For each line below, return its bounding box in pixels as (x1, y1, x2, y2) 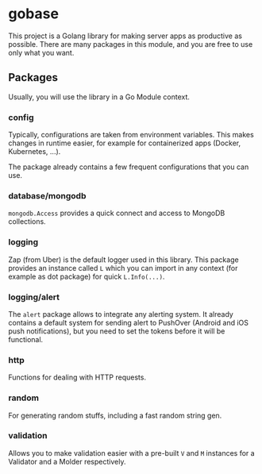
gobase (8, 5, 60, 23)
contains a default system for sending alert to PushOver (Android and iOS (8, 318, 249, 327)
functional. (8, 334, 44, 344)
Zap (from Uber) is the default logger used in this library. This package (8, 255, 240, 264)
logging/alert (8, 291, 60, 303)
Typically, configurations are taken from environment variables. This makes (8, 130, 254, 140)
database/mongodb (8, 190, 87, 201)
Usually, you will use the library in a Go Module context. (8, 92, 191, 102)
